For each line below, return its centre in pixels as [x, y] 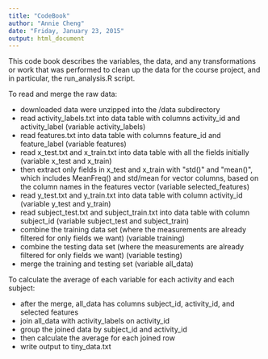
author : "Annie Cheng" [46, 23]
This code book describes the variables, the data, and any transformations [132, 61]
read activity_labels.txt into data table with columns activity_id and [130, 119]
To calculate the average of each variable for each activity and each [121, 280]
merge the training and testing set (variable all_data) [107, 264]
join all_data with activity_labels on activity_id [95, 321]
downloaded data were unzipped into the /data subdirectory [120, 110]
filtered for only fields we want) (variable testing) [101, 256]
